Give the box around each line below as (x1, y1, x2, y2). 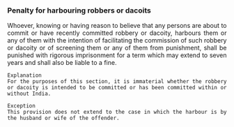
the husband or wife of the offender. (7, 114, 120, 122)
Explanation (7, 72, 42, 79)
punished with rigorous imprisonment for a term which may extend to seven (7, 51, 227, 59)
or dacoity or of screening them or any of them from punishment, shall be (7, 44, 227, 52)
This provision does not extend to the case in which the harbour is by (7, 109, 227, 116)
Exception (7, 103, 36, 110)
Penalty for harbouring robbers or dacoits (7, 6, 151, 15)
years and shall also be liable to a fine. (7, 59, 117, 67)
